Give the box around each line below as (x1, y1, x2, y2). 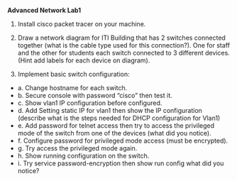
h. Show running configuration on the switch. (17, 152, 150, 160)
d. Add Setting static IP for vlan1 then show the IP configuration (17, 106, 202, 114)
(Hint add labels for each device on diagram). (17, 56, 150, 65)
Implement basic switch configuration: (17, 70, 130, 78)
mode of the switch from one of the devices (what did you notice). (17, 129, 211, 137)
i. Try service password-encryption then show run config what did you (17, 159, 224, 168)
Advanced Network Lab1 (7, 6, 82, 14)
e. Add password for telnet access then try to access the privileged (17, 121, 215, 130)
